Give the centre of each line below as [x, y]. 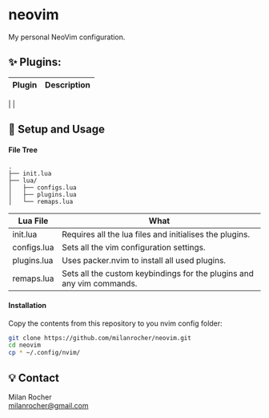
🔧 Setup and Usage [57, 130]
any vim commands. [99, 284]
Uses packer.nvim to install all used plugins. [144, 261]
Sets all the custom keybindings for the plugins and [157, 274]
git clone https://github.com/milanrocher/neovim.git [100, 338]
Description [68, 84]
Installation [27, 305]
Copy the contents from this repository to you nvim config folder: [115, 323]
